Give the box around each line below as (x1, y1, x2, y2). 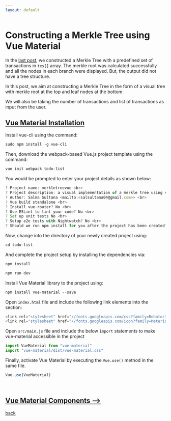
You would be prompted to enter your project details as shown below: (5, 176, 151, 182)
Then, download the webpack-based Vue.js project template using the (5, 151, 153, 157)
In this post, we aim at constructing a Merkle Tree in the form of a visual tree (5, 83, 165, 89)
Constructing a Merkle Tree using (5, 29, 150, 41)
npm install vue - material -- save (5, 290, 76, 295)
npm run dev (5, 270, 31, 275)
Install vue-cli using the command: (5, 132, 78, 138)
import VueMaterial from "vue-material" (5, 343, 93, 349)
